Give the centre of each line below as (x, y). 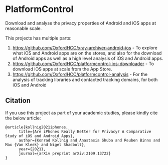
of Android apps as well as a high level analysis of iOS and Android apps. (88, 58)
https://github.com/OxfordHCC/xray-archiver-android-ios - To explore (85, 47)
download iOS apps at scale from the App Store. (62, 69)
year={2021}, (32, 149)
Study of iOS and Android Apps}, (40, 136)
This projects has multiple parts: (38, 38)
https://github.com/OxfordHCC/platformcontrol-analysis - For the (80, 74)
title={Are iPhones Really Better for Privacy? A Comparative (85, 131)
